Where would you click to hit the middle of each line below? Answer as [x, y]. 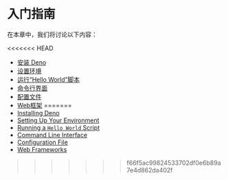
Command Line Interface [52, 135]
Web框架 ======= [44, 105]
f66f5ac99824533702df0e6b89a [174, 163]
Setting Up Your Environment [58, 120]
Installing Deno [38, 113]
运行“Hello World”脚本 [48, 79]
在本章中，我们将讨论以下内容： [52, 34]
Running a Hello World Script [58, 127]
